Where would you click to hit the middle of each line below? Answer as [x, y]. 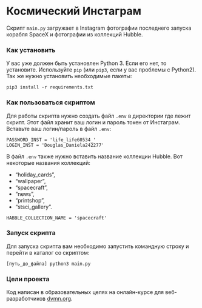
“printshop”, [30, 200]
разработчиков [26, 299]
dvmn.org [59, 299]
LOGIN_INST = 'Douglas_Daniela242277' [55, 145]
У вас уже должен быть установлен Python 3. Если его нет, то [86, 63]
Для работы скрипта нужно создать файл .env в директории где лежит [99, 116]
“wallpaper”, [30, 181]
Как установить [31, 50]
